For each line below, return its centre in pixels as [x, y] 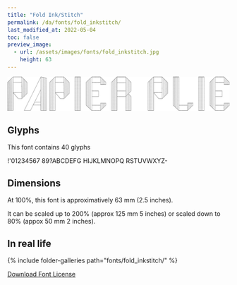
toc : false [23, 37]
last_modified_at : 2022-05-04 [52, 30]
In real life [29, 243]
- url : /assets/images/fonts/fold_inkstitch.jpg [86, 52]
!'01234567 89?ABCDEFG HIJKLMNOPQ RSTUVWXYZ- [87, 161]
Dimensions [34, 183]
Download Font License [42, 274]
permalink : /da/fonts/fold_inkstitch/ [64, 22]
